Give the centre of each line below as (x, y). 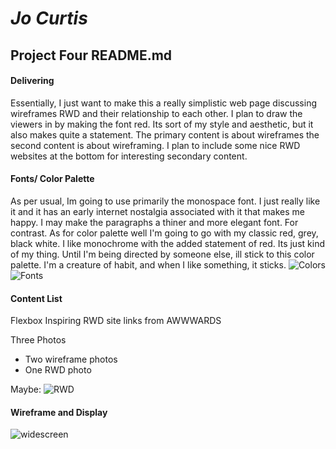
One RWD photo (58, 370)
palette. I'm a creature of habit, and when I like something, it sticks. (148, 264)
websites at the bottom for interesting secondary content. (129, 156)
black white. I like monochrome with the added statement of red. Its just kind (167, 243)
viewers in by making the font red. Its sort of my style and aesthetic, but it (162, 124)
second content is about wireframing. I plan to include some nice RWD (155, 145)
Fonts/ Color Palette (52, 179)
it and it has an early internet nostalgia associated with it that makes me (157, 211)
